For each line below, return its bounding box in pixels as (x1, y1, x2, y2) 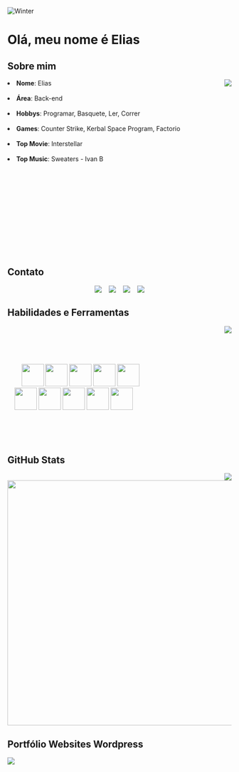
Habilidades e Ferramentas (7, 307, 129, 319)
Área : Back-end (16, 94, 63, 103)
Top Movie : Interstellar (16, 140, 83, 148)
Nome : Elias (16, 79, 52, 87)
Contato (7, 266, 44, 278)
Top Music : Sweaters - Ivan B (16, 155, 104, 163)
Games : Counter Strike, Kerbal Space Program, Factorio (16, 125, 181, 133)
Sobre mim (7, 60, 57, 72)
